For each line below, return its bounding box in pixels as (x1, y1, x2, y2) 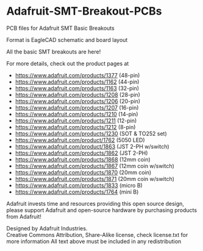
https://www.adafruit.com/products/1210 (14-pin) (15, 110, 138, 118)
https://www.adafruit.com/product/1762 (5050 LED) (15, 136, 145, 144)
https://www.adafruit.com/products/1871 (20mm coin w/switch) (15, 175, 175, 182)
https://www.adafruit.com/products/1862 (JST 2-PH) (15, 149, 148, 157)
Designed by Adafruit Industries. (6, 224, 88, 232)
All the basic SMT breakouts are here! (6, 48, 101, 55)
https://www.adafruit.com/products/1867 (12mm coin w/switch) (15, 162, 175, 169)
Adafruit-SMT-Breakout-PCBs (6, 4, 162, 18)
